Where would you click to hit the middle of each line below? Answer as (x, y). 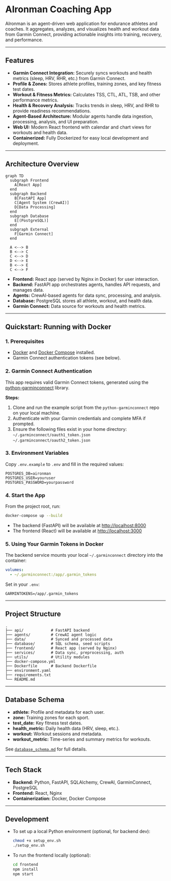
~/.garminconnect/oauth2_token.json (51, 440)
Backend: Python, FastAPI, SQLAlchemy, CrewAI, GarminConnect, (82, 782)
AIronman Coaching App (59, 9)
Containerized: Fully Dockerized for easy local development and (80, 138)
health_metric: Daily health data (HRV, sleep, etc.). (66, 728)
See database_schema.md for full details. (46, 749)
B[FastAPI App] (31, 198)
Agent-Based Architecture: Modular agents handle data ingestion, (83, 116)
